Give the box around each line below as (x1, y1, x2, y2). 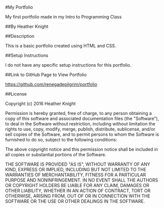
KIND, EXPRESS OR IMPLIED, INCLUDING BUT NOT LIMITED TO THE (5, 167, 147, 172)
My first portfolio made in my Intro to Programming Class (5, 14, 122, 19)
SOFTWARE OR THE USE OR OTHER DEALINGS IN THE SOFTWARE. (5, 199, 145, 204)
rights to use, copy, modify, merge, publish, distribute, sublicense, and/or (5, 126, 156, 132)
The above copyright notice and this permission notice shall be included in (5, 146, 158, 152)
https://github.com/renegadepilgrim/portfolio (5, 82, 97, 87)
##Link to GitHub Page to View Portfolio (5, 72, 87, 78)
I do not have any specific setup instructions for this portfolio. (5, 62, 132, 68)
